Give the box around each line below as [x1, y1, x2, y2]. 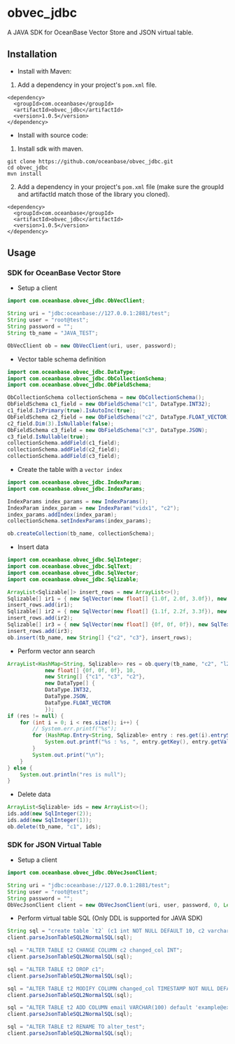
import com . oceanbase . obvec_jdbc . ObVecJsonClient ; [7, 870, 158, 877]
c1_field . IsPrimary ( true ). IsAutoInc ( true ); [7, 408, 136, 415]
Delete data [17, 790, 51, 799]
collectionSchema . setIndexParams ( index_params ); [7, 517, 152, 524]
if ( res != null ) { [7, 712, 64, 719]
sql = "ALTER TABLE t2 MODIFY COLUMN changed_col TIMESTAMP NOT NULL [7, 985, 215, 992]
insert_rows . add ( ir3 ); [7, 627, 73, 634]
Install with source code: [17, 131, 89, 139]
